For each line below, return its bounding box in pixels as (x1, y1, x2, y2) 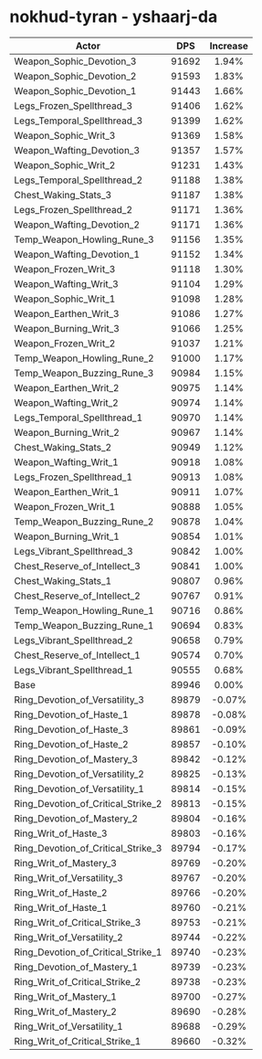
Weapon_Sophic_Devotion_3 (14, 55, 137, 68)
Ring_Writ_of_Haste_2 (14, 886, 108, 899)
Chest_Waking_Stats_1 (14, 574, 112, 587)
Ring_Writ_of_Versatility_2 (14, 930, 123, 943)
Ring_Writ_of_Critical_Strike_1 (14, 1034, 141, 1047)
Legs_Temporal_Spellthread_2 (14, 174, 143, 186)
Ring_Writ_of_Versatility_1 (14, 1020, 123, 1033)
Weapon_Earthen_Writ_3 (14, 307, 120, 320)
